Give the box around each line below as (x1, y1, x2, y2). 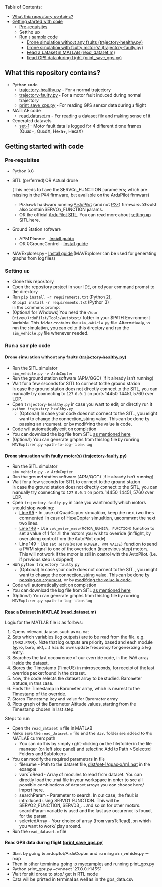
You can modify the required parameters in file (12, 756, 105, 762)
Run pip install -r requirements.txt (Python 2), (12, 294, 112, 300)
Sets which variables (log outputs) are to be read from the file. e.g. (12, 634, 145, 640)
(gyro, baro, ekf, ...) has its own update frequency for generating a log (12, 645, 151, 650)
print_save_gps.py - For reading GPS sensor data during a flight (19, 102, 146, 108)
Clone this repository (12, 278, 54, 284)
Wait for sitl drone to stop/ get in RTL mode (12, 871, 98, 877)
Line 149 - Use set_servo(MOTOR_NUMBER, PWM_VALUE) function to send (19, 541, 157, 547)
